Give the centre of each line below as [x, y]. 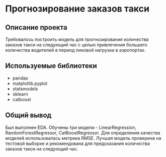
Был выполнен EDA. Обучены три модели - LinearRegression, [71, 127]
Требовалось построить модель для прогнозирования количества [77, 39]
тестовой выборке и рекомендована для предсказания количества [77, 143]
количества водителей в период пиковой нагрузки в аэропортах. [75, 50]
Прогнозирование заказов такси [77, 9]
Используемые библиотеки [51, 66]
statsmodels [25, 89]
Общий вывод [28, 115]
